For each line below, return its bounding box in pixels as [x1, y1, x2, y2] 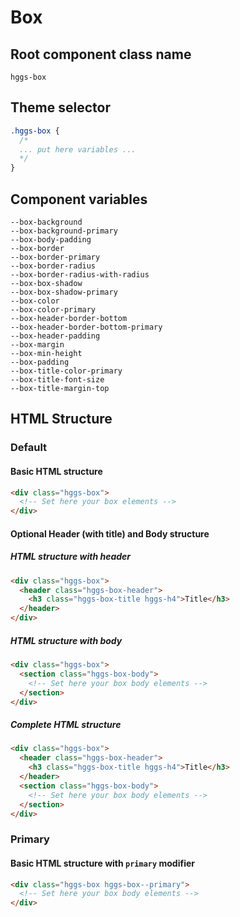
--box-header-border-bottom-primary [10, 322, 163, 332]
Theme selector [10, 99, 111, 116]
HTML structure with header [10, 551, 132, 563]
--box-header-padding [10, 331, 101, 341]
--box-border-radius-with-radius [10, 270, 150, 280]
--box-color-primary [10, 305, 97, 315]
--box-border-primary [10, 252, 101, 262]
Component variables [10, 191, 148, 208]
